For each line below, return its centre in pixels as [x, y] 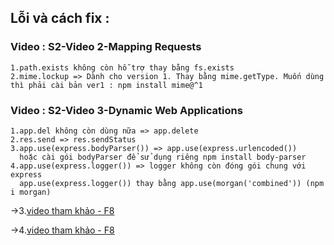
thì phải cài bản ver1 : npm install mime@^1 [106, 85]
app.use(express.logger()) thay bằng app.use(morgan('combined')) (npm [172, 183]
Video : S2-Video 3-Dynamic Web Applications [126, 110]
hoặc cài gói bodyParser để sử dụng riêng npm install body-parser [163, 157]
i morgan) [31, 192]
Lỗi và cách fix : [60, 18]
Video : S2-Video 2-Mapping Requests [106, 47]
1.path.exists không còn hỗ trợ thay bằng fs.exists [122, 67]
